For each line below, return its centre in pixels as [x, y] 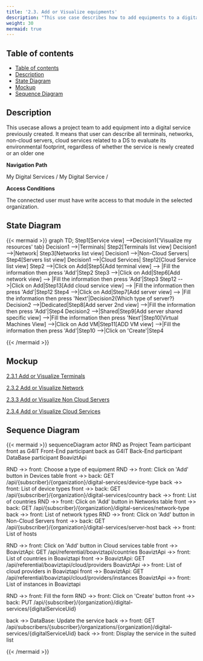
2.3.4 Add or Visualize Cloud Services [53, 411]
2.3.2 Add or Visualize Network [45, 388]
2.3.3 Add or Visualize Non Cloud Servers [58, 399]
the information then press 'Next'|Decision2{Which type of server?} [91, 298]
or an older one [25, 153]
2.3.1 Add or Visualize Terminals [46, 376]
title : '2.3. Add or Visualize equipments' [62, 12]
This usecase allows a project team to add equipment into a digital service [98, 127]
